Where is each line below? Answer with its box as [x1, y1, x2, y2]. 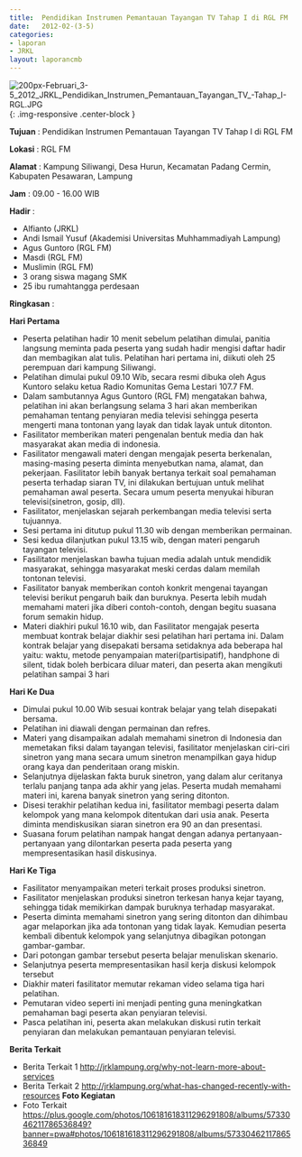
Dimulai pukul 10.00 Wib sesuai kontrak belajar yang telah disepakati [22, 704, 278, 714]
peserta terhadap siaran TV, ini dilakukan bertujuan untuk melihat [22, 477, 265, 487]
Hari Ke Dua [9, 687, 55, 697]
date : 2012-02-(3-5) [9, 22, 95, 31]
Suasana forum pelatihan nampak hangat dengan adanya [22, 828, 235, 839]
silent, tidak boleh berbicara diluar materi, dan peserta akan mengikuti [22, 660, 283, 670]
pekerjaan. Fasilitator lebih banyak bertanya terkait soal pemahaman [22, 467, 277, 478]
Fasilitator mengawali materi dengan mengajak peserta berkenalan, [22, 449, 272, 458]
